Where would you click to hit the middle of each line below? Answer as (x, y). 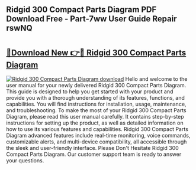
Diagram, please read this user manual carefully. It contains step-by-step (95, 117)
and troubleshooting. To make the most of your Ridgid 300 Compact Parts (96, 110)
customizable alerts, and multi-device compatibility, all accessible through (97, 142)
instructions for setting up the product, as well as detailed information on (95, 123)
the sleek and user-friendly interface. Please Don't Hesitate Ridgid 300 (92, 148)
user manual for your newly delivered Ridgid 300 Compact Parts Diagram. (96, 85)
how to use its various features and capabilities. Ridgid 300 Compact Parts (97, 129)
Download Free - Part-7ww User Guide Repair (91, 19)
